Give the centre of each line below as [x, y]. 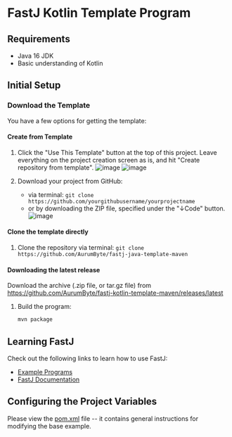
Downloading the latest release [54, 270]
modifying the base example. [49, 426]
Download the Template [49, 106]
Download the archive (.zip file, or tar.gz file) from [79, 286]
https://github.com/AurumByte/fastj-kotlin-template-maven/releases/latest [115, 293]
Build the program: [44, 307]
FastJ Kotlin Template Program [99, 13]
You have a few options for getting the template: [77, 120]
